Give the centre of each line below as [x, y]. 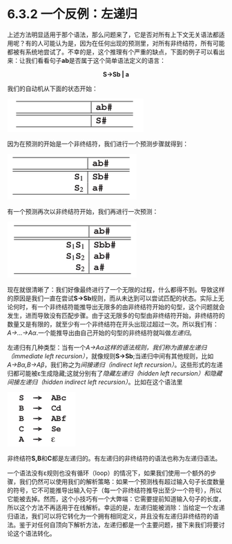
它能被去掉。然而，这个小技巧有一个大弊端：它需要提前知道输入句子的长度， [116, 498]
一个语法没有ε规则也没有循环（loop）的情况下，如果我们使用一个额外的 [109, 473]
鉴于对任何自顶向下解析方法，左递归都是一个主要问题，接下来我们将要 [119, 525]
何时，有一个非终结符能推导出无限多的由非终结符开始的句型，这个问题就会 [119, 307]
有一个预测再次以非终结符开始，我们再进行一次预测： [83, 211]
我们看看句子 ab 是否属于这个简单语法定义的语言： [95, 60]
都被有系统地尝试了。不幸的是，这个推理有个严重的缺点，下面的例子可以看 [113, 52]
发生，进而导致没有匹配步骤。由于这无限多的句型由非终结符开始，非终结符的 [116, 315]
